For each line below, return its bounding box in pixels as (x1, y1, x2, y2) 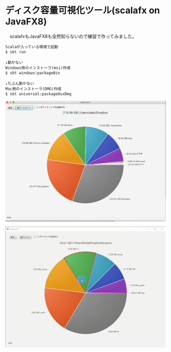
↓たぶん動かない (5, 81, 35, 86)
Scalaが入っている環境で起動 (5, 44, 59, 49)
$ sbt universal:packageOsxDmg (5, 91, 72, 97)
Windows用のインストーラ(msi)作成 (5, 65, 71, 70)
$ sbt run (5, 49, 26, 54)
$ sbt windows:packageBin (5, 70, 60, 75)
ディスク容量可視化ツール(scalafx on (5, 5, 160, 16)
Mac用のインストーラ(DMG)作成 (5, 86, 62, 92)
